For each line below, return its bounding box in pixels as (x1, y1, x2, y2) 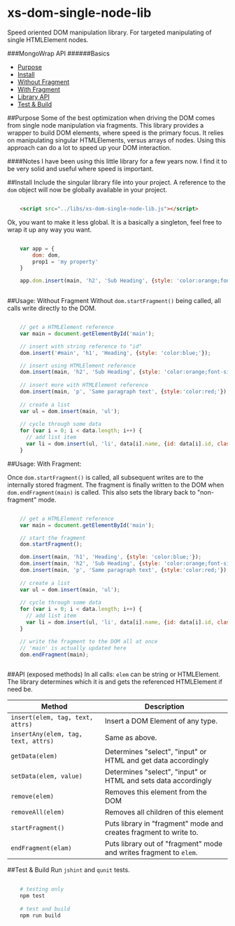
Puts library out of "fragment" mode (104, 839, 222, 849)
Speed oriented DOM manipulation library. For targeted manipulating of (7, 28, 212, 36)
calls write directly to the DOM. (7, 304, 97, 313)
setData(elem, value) (10, 772, 83, 780)
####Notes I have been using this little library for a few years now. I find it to (7, 156, 227, 166)
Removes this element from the (104, 787, 208, 797)
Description (144, 702, 185, 711)
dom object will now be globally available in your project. (7, 185, 168, 194)
